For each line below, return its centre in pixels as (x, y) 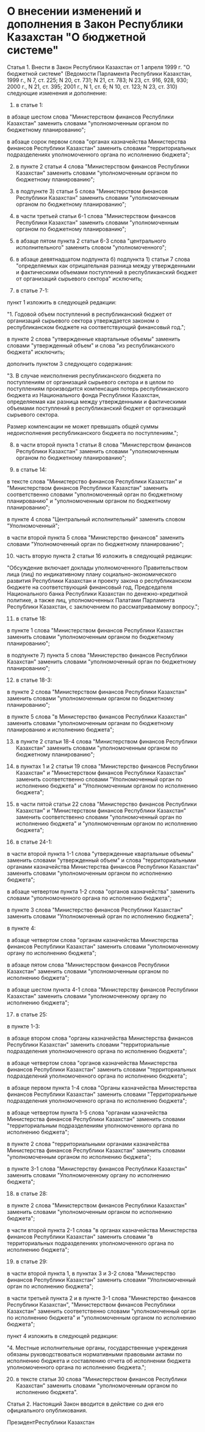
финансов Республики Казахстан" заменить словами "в (80, 1237)
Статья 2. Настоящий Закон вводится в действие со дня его (85, 1404)
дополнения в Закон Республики (95, 24)
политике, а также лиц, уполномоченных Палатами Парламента (91, 600)
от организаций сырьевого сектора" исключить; (79, 279)
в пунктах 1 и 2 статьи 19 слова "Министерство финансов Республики (107, 766)
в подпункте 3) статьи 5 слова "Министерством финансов (92, 191)
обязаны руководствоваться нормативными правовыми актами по (95, 1354)
